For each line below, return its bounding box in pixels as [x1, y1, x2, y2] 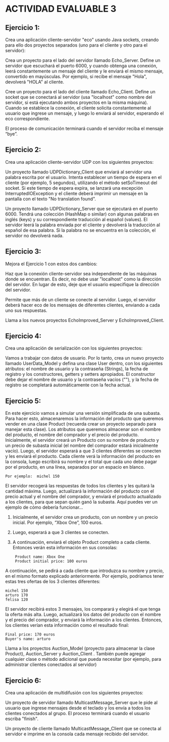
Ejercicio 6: [5, 676, 41, 685]
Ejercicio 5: [5, 397, 41, 405]
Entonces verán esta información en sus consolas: [12, 545, 118, 551]
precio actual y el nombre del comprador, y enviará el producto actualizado [5, 493, 161, 500]
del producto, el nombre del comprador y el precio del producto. [5, 432, 139, 438]
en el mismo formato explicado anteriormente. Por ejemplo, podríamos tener [5, 573, 164, 579]
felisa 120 [5, 597, 28, 603]
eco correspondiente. [5, 116, 50, 122]
